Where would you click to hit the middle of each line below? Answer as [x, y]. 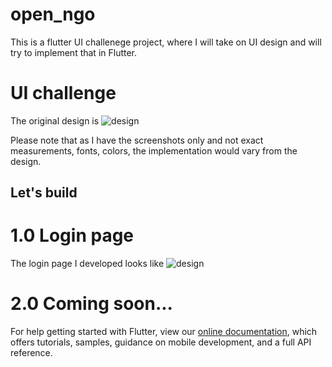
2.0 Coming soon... [91, 304]
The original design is [55, 120]
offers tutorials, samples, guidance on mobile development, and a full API [161, 342]
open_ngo [53, 14]
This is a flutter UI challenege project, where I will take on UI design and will [166, 42]
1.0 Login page [72, 235]
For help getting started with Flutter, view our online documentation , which [164, 332]
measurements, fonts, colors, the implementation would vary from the [154, 150]
